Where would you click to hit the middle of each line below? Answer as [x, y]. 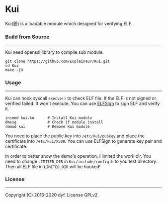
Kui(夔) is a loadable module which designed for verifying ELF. [69, 23]
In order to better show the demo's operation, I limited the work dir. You [78, 156]
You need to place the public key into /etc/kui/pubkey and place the [75, 136]
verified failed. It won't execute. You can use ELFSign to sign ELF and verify [83, 103]
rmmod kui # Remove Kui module [48, 126]
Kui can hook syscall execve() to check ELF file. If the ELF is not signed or [81, 98]
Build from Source [27, 37]
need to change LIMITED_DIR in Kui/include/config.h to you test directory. [81, 161]
